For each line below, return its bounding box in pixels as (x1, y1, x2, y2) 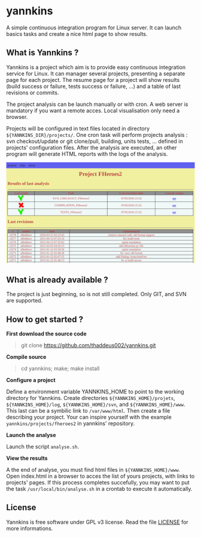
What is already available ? (6, 274, 109, 285)
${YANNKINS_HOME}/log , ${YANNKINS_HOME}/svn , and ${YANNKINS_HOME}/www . (6, 401, 185, 408)
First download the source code (6, 330, 87, 337)
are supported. (6, 297, 43, 304)
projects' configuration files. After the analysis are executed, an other (6, 144, 177, 151)
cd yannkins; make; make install (20, 365, 100, 372)
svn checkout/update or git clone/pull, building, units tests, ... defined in (6, 138, 184, 145)
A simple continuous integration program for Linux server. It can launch (6, 24, 182, 31)
